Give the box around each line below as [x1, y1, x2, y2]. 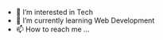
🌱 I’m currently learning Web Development [15, 16, 155, 25]
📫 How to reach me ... [15, 24, 90, 34]
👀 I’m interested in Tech [15, 8, 94, 16]
